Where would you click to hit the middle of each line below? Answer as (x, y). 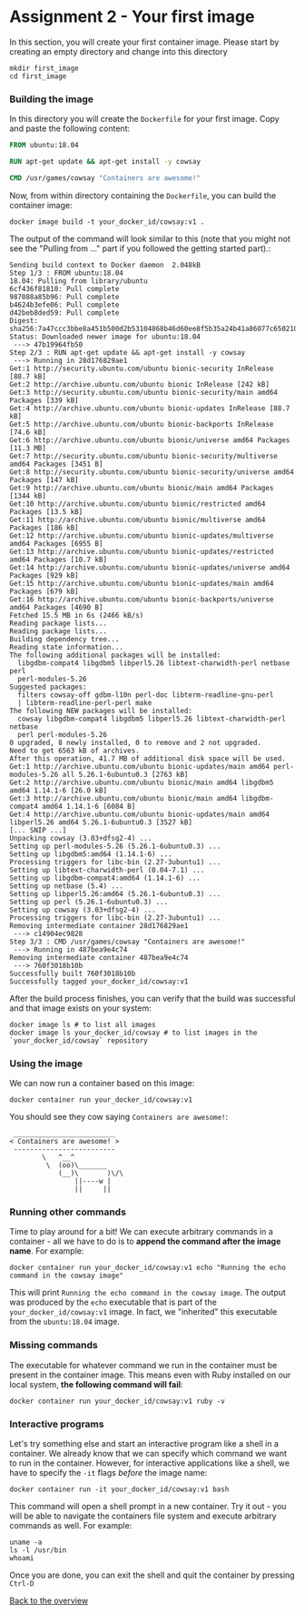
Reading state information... (67, 647)
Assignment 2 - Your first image (132, 17)
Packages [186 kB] (44, 528)
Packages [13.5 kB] (46, 511)
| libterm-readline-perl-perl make (85, 702)
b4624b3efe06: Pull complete (64, 305)
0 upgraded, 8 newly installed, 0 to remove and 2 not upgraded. (135, 742)
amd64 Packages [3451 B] (56, 464)
